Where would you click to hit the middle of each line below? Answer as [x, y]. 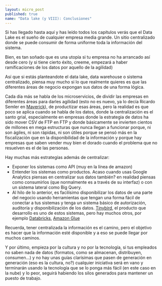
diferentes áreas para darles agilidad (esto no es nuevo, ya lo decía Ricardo [80, 102]
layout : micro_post [25, 9]
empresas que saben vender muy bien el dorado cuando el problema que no [81, 143]
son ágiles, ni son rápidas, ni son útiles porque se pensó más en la [71, 133]
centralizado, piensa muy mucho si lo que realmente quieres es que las [76, 82]
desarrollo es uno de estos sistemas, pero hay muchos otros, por [77, 213]
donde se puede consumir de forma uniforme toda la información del [74, 43]
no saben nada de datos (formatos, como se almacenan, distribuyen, [74, 253]
